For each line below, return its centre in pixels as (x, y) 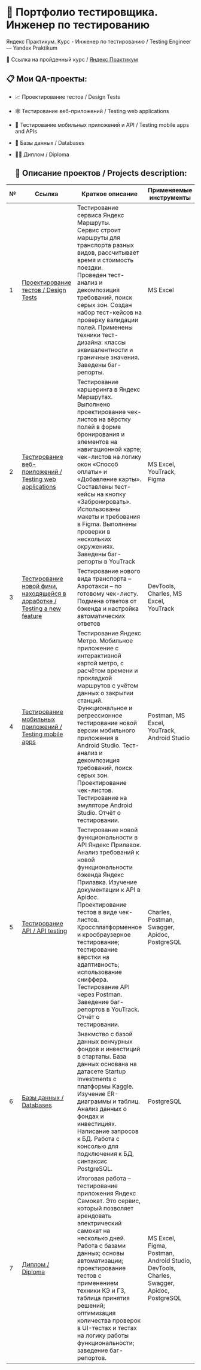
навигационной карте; (109, 449)
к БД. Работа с (98, 1138)
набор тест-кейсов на (109, 312)
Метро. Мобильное (105, 641)
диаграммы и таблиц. (109, 1101)
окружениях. (96, 546)
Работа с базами (101, 1246)
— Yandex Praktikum (32, 48)
